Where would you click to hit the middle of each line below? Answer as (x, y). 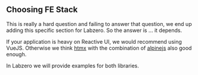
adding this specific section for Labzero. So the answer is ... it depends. (94, 30)
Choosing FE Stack (42, 10)
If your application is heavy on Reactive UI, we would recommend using (94, 41)
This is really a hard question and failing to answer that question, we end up (99, 24)
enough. (16, 54)
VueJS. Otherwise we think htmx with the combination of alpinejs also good (99, 48)
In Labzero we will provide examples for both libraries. (72, 66)
